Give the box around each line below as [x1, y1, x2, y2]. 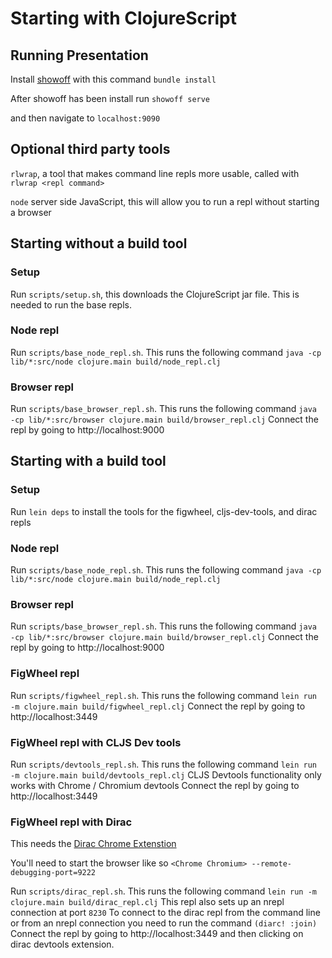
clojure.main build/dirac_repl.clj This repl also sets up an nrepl [10, 896, 285, 908]
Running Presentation [10, 47, 149, 64]
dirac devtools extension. [10, 938, 115, 951]
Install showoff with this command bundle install [10, 73, 217, 85]
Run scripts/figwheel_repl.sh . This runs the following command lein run [10, 689, 317, 701]
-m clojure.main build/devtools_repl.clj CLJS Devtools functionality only [10, 768, 322, 781]
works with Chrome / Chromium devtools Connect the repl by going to [10, 779, 300, 791]
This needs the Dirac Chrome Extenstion [10, 838, 177, 850]
